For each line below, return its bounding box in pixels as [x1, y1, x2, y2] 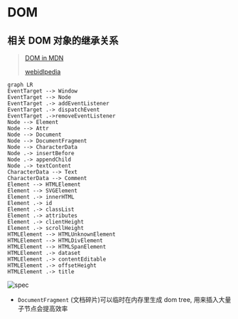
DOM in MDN [24, 54, 64, 62]
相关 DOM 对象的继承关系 [7, 34, 119, 46]
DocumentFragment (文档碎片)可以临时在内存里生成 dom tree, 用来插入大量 [17, 296, 232, 303]
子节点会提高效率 [17, 304, 68, 313]
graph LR [7, 81, 33, 88]
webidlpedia [24, 68, 61, 75]
